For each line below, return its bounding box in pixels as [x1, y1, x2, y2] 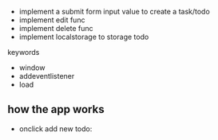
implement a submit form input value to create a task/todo [18, 7, 211, 16]
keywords [7, 48, 40, 56]
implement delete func [18, 24, 93, 33]
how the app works [7, 103, 105, 116]
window [18, 63, 46, 72]
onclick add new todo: [18, 123, 93, 134]
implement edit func [18, 15, 85, 25]
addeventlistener [18, 72, 75, 80]
